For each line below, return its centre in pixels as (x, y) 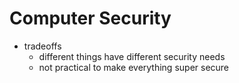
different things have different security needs (132, 56)
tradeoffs (42, 46)
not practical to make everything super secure (134, 67)
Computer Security (90, 18)
